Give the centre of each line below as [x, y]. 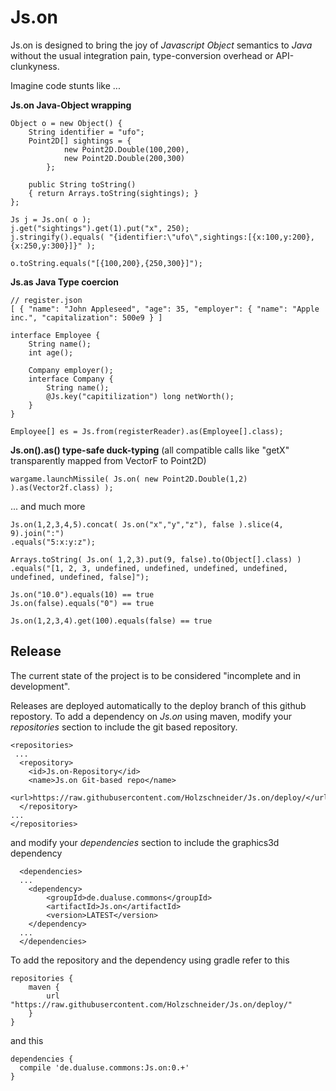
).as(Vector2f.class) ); [62, 487]
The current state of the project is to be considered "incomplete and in [156, 675]
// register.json [46, 300]
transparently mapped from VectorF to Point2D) [108, 460]
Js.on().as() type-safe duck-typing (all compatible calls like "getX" [150, 450]
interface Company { [71, 379]
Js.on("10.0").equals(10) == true [82, 594]
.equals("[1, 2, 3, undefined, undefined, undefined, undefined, [149, 568]
